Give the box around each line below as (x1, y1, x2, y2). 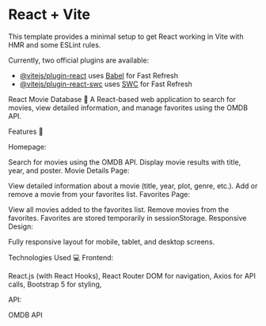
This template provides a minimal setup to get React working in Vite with (8, 32, 244, 41)
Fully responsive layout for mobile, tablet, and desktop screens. (8, 237, 215, 246)
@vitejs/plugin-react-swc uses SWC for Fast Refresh (19, 79, 192, 89)
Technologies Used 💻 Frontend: (8, 252, 114, 262)
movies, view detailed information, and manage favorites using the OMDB (8, 103, 248, 112)
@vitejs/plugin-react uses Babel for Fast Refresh (19, 70, 179, 80)
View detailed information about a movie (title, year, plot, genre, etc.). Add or (8, 180, 258, 191)
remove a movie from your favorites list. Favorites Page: (8, 189, 191, 199)
